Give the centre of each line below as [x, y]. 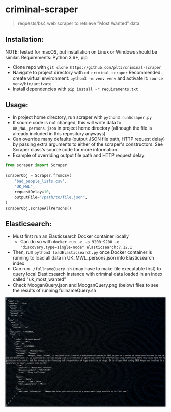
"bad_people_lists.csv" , [41, 181]
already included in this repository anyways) [59, 133]
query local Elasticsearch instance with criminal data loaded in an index [88, 274]
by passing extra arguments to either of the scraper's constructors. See [88, 144]
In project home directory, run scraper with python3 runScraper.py [82, 117]
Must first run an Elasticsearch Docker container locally [70, 236]
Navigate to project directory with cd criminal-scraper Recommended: [87, 72]
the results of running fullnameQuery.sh [54, 290]
